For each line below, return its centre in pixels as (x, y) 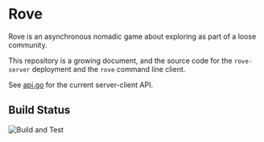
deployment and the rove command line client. (109, 69)
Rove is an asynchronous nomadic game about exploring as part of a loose (132, 36)
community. (28, 44)
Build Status (39, 110)
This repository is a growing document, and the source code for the (120, 61)
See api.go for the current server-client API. (81, 85)
